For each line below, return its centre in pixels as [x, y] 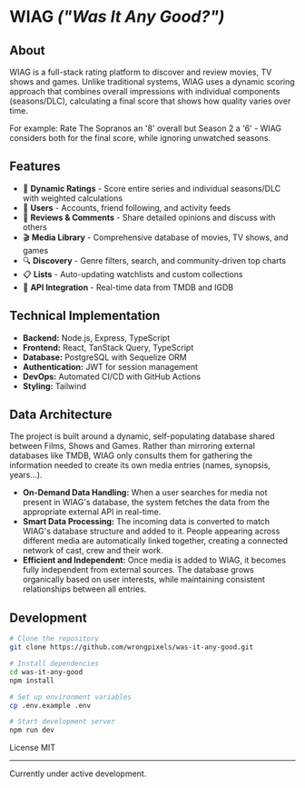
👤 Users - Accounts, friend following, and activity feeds [127, 207]
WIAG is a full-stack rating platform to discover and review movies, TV [141, 72]
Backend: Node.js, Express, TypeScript [96, 337]
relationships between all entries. [84, 589]
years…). [26, 475]
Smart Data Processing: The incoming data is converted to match [146, 522]
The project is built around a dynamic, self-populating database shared [142, 436]
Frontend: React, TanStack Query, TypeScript [108, 347]
